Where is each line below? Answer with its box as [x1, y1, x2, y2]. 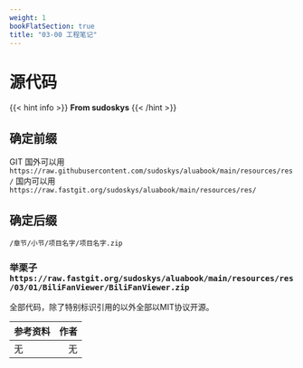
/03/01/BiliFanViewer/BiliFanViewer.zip [9, 282, 190, 292]
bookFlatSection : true [9, 22, 95, 31]
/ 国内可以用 [9, 175, 56, 186]
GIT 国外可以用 [9, 156, 65, 167]
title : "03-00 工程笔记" [9, 30, 98, 39]
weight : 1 [9, 13, 47, 23]
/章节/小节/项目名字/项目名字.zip [9, 239, 123, 248]
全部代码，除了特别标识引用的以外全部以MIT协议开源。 [9, 302, 214, 313]
